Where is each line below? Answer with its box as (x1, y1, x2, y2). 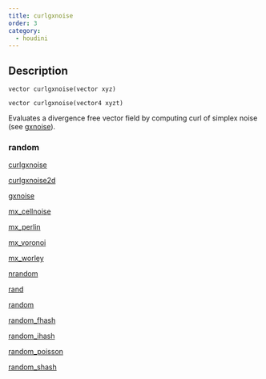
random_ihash (8, 331, 55, 341)
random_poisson (8, 347, 64, 357)
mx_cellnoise (8, 206, 51, 217)
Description (8, 63, 68, 77)
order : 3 (8, 19, 38, 27)
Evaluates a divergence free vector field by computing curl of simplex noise (8, 113, 258, 123)
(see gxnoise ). (8, 122, 56, 132)
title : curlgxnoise (8, 11, 74, 20)
